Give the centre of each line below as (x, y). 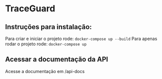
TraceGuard (30, 9)
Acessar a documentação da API (57, 59)
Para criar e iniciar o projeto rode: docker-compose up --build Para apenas (81, 39)
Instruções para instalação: (48, 27)
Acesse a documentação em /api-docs (45, 71)
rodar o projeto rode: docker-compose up (46, 44)
